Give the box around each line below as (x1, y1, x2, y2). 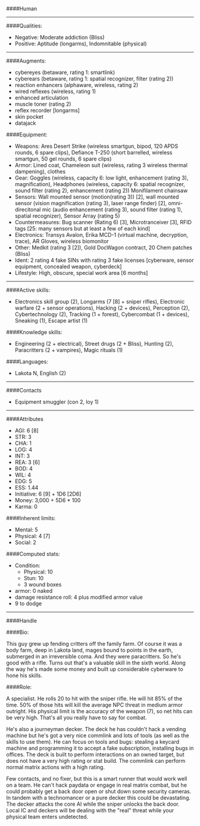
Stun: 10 (23, 575, 44, 581)
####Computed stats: (6, 550, 61, 557)
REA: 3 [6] (14, 459, 40, 466)
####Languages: (6, 358, 49, 365)
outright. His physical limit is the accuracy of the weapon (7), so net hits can (6, 708, 193, 714)
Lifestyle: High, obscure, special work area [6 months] (14, 270, 148, 276)
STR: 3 (14, 434, 32, 440)
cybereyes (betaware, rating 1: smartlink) (14, 69, 115, 76)
